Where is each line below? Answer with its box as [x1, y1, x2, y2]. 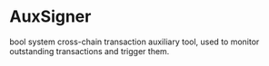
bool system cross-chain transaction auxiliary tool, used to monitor [9, 36, 260, 47]
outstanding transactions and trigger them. [9, 45, 170, 56]
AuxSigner [9, 6, 92, 27]
